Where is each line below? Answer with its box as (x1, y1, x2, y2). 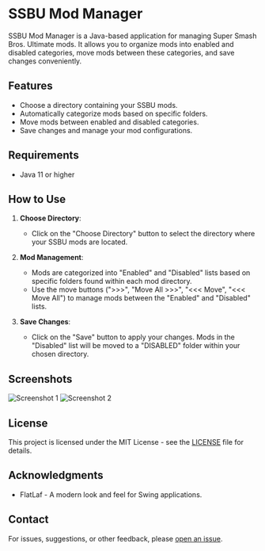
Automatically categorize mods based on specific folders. (19, 109, 208, 118)
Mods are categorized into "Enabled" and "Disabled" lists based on (31, 268, 251, 277)
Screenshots (8, 372, 73, 385)
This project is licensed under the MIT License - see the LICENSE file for (8, 438, 244, 446)
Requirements (8, 148, 79, 163)
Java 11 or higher (19, 170, 75, 179)
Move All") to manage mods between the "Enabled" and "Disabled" (31, 293, 251, 303)
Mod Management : (19, 253, 84, 262)
